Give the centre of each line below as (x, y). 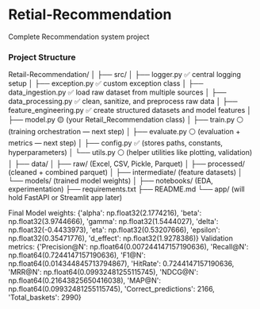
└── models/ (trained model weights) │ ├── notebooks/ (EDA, (111, 181)
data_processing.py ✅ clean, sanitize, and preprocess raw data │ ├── (123, 102)
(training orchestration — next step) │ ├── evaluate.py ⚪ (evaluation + (124, 132)
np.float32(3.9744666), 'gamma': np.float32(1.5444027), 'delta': (113, 222)
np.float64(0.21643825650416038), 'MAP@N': (84, 280)
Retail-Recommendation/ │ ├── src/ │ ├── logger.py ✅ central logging (125, 75)
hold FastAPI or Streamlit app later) (65, 198)
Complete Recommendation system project (79, 37)
